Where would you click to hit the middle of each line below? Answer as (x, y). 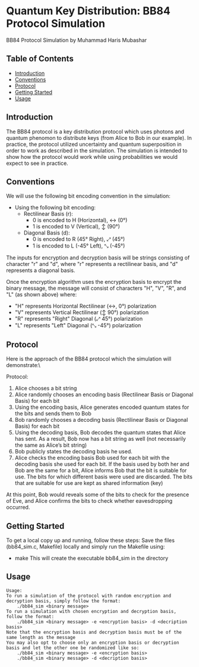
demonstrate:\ (23, 365)
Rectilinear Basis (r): (48, 214)
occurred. (18, 508)
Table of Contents (40, 59)
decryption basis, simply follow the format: (63, 601)
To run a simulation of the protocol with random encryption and (89, 596)
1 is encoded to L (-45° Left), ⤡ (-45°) (79, 246)
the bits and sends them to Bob (53, 414)
